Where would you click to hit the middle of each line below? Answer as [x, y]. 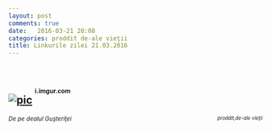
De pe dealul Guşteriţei [40, 119]
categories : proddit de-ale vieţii [68, 38]
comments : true [34, 23]
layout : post [30, 16]
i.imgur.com [53, 91]
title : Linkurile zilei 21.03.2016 [68, 46]
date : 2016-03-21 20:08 [52, 31]
